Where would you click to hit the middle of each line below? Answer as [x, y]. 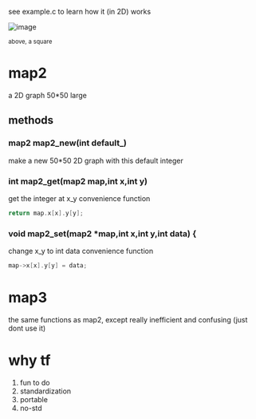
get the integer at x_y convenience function [79, 198]
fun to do [35, 382]
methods [31, 120]
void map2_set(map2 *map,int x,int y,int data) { [102, 233]
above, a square [30, 42]
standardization [45, 391]
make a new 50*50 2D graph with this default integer [96, 160]
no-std [31, 408]
